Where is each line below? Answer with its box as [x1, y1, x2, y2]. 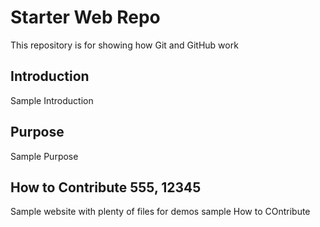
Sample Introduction [10, 94, 94, 106]
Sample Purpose [10, 150, 79, 162]
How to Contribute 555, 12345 [10, 179, 202, 196]
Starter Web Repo [10, 6, 161, 29]
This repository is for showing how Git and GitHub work [10, 39, 239, 51]
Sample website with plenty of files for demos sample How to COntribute [10, 206, 311, 218]
